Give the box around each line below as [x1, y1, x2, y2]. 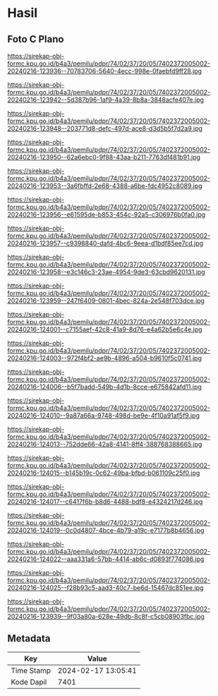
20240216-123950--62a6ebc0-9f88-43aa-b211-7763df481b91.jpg [7, 153, 201, 161]
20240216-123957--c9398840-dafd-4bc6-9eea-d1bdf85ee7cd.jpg [7, 239, 203, 247]
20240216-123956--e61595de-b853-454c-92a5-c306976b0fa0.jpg [7, 211, 206, 218]
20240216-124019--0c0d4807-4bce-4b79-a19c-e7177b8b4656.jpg [7, 526, 205, 534]
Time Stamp [11, 666, 52, 676]
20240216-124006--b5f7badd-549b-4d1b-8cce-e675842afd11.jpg [7, 383, 202, 391]
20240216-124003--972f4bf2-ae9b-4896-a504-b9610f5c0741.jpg [7, 354, 202, 362]
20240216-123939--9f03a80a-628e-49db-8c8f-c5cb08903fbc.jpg [7, 613, 205, 620]
